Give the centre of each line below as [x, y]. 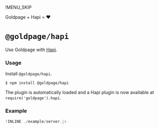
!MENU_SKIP [18, 7]
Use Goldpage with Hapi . [31, 50]
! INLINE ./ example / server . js [36, 121]
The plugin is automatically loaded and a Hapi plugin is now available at [80, 93]
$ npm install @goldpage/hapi [37, 83]
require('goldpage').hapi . [33, 98]
